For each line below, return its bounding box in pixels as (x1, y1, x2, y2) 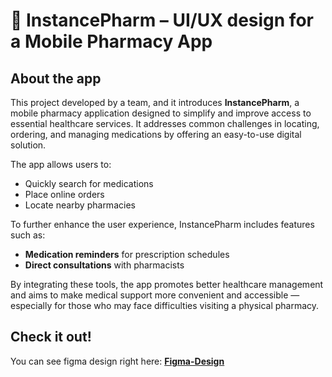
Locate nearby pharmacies (24, 199, 136, 211)
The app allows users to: (10, 159, 112, 170)
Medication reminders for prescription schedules (24, 249, 230, 260)
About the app (10, 70, 102, 87)
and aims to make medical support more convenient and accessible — (10, 289, 300, 301)
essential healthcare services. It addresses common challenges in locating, (10, 118, 320, 129)
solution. (10, 139, 47, 151)
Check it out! (10, 329, 92, 346)
